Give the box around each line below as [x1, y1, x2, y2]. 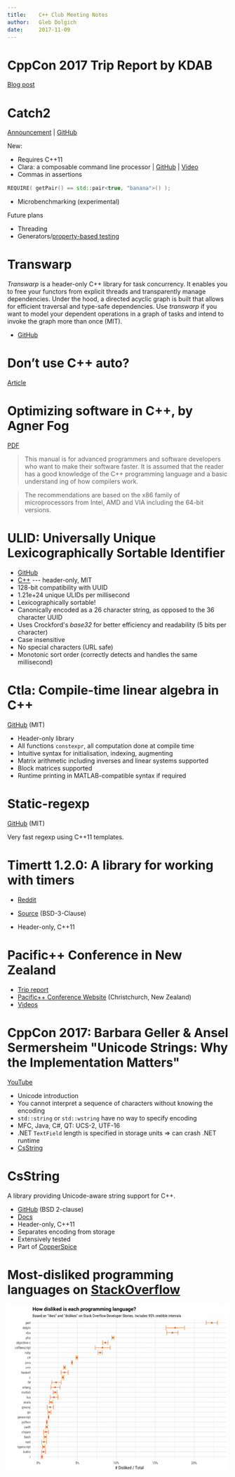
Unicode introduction [17, 1091, 79, 1100]
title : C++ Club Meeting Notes [7, 11, 109, 18]
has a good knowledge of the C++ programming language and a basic [24, 469, 228, 478]
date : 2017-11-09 [7, 26, 71, 33]
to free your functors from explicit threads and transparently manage [7, 288, 206, 296]
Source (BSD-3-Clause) [17, 909, 86, 917]
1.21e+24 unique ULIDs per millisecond [17, 590, 130, 599]
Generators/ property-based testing [17, 232, 119, 241]
